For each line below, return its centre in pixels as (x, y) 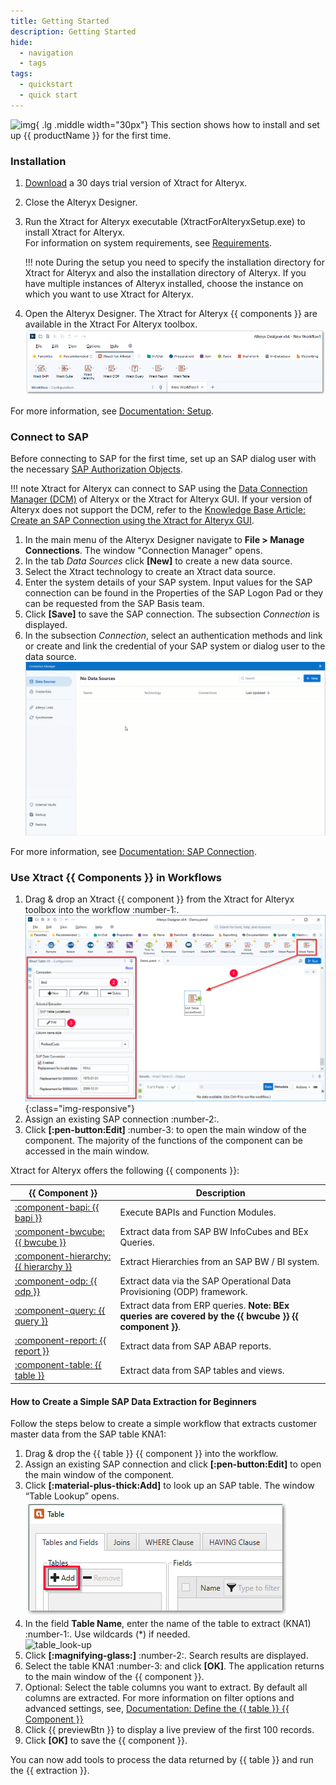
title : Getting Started (60, 21)
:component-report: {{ (60, 1341)
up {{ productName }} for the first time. (91, 135)
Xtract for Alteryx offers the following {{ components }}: (125, 1171)
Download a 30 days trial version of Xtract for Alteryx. (136, 183)
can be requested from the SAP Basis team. (114, 604)
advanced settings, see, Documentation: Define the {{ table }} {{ (157, 1709)
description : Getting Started (73, 31)
